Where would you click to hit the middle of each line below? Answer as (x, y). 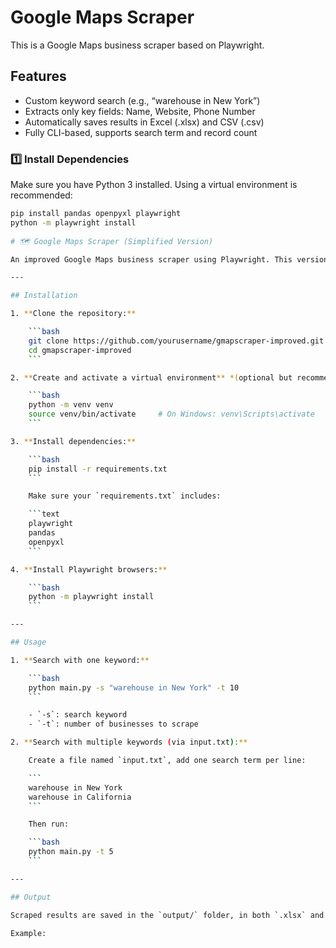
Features (38, 76)
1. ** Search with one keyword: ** (80, 660)
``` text (44, 514)
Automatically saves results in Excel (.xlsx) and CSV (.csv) (144, 122)
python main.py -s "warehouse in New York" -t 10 (134, 687)
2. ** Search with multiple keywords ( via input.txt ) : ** (129, 742)
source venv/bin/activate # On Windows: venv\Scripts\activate (171, 414)
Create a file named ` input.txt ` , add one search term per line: (167, 761)
